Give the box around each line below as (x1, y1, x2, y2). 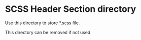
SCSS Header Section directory (5, 3, 137, 15)
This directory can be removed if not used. (5, 29, 92, 35)
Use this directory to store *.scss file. (5, 20, 80, 26)
